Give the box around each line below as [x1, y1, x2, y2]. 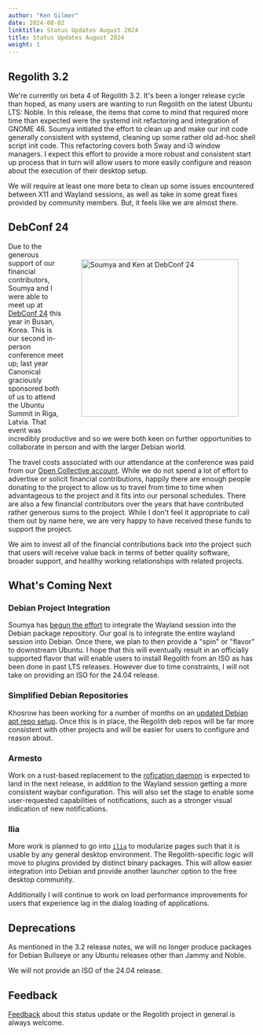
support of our [8, 258, 55, 267]
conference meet [8, 350, 64, 359]
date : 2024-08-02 [8, 19, 65, 27]
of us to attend [8, 392, 56, 401]
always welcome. [8, 1018, 64, 1027]
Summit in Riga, [8, 408, 59, 418]
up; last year [8, 359, 49, 368]
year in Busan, [8, 316, 55, 326]
